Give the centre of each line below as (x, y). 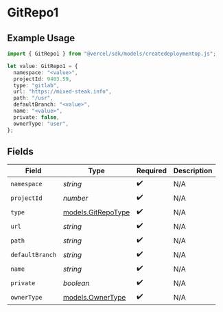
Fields (21, 152)
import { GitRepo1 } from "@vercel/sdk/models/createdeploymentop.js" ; (111, 54)
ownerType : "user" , (41, 124)
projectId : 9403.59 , (43, 79)
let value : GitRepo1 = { (43, 66)
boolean (76, 283)
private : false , (36, 117)
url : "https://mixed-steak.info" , (62, 92)
